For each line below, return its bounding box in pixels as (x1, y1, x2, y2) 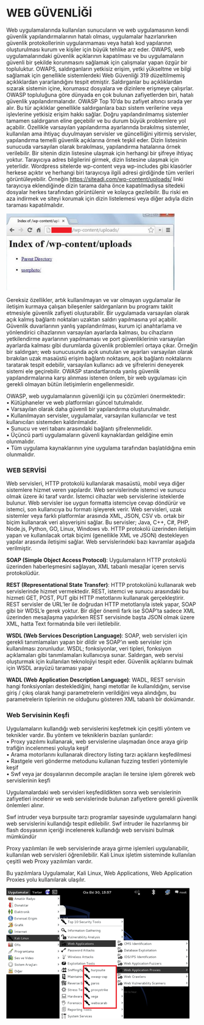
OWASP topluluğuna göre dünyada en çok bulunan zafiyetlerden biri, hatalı (6, 91, 194, 98)
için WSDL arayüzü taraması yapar (6, 664, 93, 672)
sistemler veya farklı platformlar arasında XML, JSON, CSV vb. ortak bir (6, 512, 185, 520)
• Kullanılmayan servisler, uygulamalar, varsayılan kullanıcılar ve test (6, 412, 177, 419)
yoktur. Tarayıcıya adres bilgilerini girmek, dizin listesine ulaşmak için (6, 156, 179, 163)
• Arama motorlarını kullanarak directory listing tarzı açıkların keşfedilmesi (6, 750, 192, 758)
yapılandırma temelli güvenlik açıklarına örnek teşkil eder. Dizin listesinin (6, 136, 188, 143)
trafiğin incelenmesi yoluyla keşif (6, 744, 89, 752)
